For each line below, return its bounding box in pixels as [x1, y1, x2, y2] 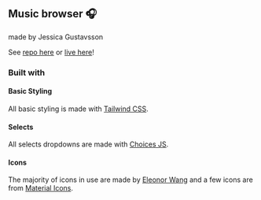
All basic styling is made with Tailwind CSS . [8, 104, 149, 113]
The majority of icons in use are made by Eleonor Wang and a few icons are [8, 175, 253, 184]
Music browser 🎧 [8, 7, 97, 20]
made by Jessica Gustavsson [8, 31, 104, 42]
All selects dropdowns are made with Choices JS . [8, 139, 169, 149]
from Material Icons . [8, 183, 73, 193]
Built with [8, 67, 46, 78]
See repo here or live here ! [8, 47, 94, 57]
